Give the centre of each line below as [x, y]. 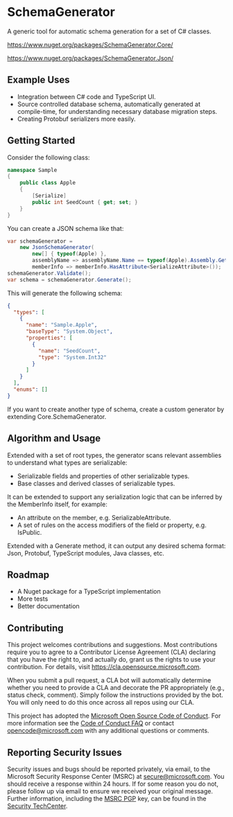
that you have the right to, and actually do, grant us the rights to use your [112, 660]
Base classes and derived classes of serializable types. [96, 483]
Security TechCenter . [37, 806]
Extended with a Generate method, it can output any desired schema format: [116, 546]
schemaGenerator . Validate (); [49, 273]
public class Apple [48, 183]
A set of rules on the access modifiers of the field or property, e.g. [112, 525]
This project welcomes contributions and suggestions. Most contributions [112, 645]
